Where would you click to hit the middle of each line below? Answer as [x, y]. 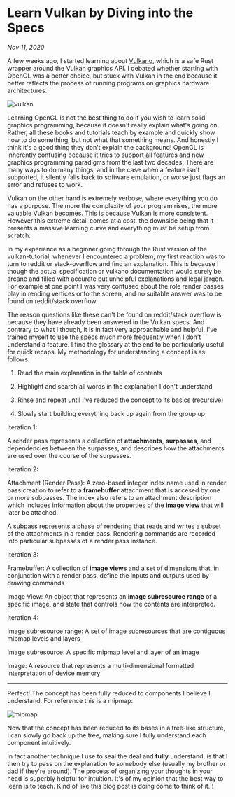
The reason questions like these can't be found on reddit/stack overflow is [114, 314]
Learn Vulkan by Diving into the [100, 13]
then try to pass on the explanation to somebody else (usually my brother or [116, 763]
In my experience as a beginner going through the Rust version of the [107, 249]
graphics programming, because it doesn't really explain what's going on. [113, 125]
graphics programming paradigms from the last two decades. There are [111, 162]
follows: [19, 359]
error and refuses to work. [45, 184]
